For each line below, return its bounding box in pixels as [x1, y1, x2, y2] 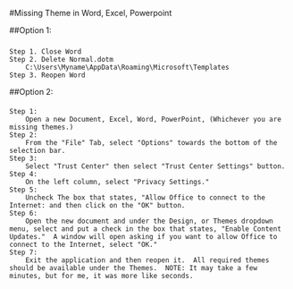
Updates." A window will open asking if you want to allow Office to [9, 232, 278, 241]
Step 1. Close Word [9, 47, 82, 56]
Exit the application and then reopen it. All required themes [25, 255, 270, 265]
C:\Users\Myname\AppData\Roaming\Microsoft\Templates [25, 63, 230, 72]
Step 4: [9, 169, 38, 178]
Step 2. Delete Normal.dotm [9, 55, 114, 64]
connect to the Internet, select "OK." [9, 240, 158, 249]
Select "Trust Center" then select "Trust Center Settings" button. [25, 161, 286, 171]
